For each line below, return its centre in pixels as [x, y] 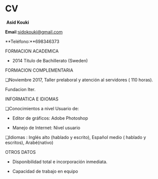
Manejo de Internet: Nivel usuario [46, 128]
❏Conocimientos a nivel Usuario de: [42, 108]
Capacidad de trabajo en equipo [45, 171]
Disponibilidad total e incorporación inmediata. [60, 162]
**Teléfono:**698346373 [32, 41]
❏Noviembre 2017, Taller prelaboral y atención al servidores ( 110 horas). [79, 80]
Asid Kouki [18, 22]
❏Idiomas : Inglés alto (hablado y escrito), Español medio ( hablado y [76, 137]
